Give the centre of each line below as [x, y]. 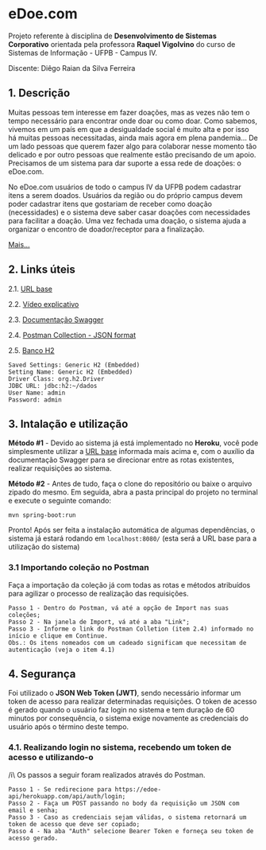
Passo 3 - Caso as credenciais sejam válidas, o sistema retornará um [127, 817]
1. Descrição [39, 93]
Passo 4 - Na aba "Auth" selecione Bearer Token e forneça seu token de [131, 831]
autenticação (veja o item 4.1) [62, 650]
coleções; [25, 615]
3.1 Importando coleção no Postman [79, 568]
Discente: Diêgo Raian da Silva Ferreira [72, 68]
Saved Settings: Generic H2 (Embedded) [74, 365]
